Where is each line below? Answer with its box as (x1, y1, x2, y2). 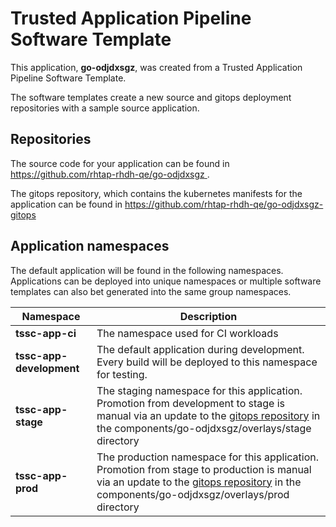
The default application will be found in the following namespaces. (10, 264, 284, 276)
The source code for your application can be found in (10, 157, 230, 169)
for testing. (96, 367, 148, 381)
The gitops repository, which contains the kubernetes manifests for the (10, 187, 303, 199)
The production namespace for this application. (96, 450, 320, 464)
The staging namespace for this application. (96, 383, 303, 397)
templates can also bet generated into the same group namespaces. (10, 285, 292, 297)
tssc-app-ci (15, 326, 77, 340)
